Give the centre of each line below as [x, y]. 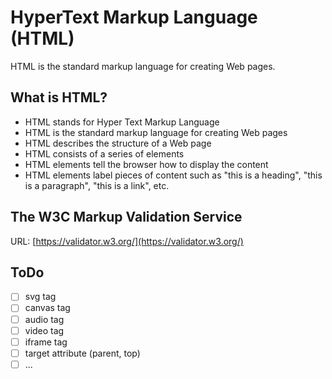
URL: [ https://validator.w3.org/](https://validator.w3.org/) [127, 241]
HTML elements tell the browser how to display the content [146, 164]
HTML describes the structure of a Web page [118, 143]
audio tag [44, 319]
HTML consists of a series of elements [104, 153]
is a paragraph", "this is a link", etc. [97, 185]
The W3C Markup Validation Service [126, 217]
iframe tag [46, 342]
